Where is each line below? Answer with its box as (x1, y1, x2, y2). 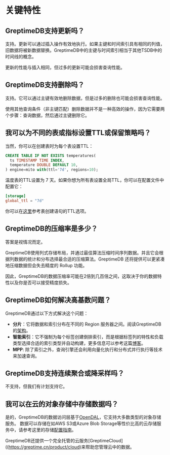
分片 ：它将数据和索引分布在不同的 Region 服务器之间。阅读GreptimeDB (12, 321, 162, 327)
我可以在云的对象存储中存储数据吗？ (5, 400, 118, 408)
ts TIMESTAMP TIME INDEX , (10, 158, 65, 163)
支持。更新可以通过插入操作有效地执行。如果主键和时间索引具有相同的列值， (5, 41, 165, 47)
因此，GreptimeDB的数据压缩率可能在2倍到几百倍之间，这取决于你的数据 (5, 273, 158, 279)
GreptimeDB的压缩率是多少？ (5, 224, 98, 233)
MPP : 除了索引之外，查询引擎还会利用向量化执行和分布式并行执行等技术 (12, 346, 163, 352)
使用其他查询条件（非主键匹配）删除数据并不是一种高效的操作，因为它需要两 (5, 106, 165, 112)
